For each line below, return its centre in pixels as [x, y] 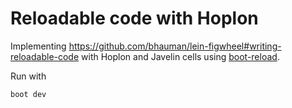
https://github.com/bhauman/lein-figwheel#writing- [175, 46]
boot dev [28, 94]
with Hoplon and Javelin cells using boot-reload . [180, 56]
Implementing [38, 46]
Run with [28, 76]
